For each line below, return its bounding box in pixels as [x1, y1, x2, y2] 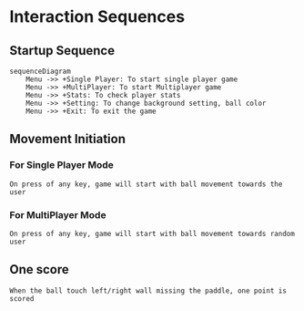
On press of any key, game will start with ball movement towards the [9, 180, 283, 189]
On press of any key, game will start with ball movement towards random [9, 229, 296, 238]
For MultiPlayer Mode [9, 208, 106, 221]
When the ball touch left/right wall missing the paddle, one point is [9, 285, 287, 295]
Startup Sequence [9, 43, 116, 58]
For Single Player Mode [9, 159, 114, 171]
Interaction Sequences [9, 6, 185, 27]
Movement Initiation [9, 131, 126, 147]
